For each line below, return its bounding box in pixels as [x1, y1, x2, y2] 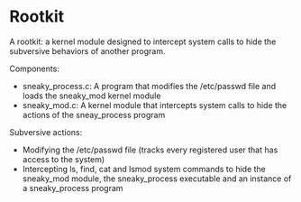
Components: [9, 63, 60, 74]
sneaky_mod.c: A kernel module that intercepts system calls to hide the [22, 99, 287, 110]
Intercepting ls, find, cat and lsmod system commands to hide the [22, 163, 266, 174]
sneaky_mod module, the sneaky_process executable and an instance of [22, 173, 292, 184]
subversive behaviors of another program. [9, 45, 166, 56]
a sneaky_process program [22, 182, 123, 193]
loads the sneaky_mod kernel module [22, 90, 161, 101]
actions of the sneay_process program [22, 109, 166, 120]
